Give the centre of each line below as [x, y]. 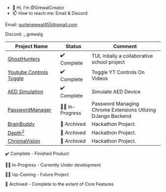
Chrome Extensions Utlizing [124, 110]
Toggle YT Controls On [118, 72]
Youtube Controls [28, 72]
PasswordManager [30, 110]
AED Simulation [25, 91]
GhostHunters [24, 59]
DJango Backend [112, 116]
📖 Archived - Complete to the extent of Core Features [60, 184]
